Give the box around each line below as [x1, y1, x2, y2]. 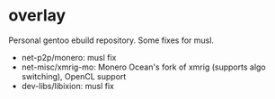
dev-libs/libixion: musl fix [21, 80, 114, 91]
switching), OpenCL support [21, 70, 127, 81]
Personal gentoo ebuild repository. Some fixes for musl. [8, 35, 215, 45]
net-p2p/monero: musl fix [21, 52, 117, 62]
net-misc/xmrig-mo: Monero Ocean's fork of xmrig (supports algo [21, 62, 266, 72]
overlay [8, 5, 67, 26]
